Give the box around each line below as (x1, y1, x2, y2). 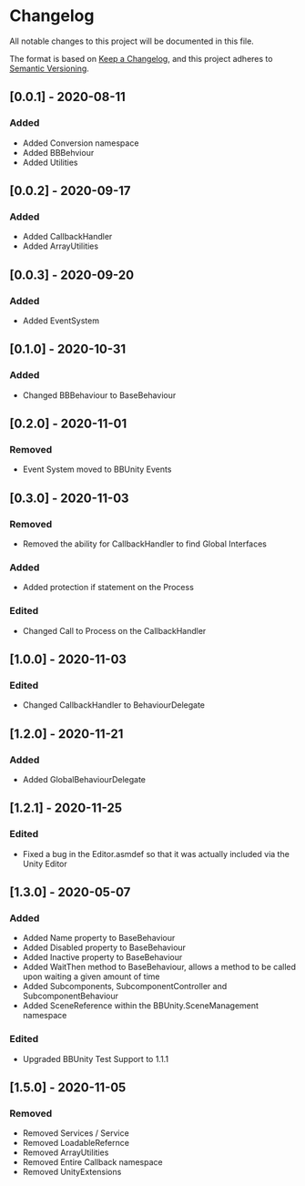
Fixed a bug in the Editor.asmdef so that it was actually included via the (22, 848, 290, 859)
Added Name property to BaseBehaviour (22, 933, 176, 944)
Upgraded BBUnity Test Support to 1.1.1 (22, 1053, 169, 1064)
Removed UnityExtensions (22, 1167, 122, 1178)
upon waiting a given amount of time (22, 971, 160, 982)
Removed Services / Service (22, 1128, 129, 1139)
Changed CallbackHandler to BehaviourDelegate (22, 700, 206, 711)
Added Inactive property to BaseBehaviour (22, 952, 183, 963)
